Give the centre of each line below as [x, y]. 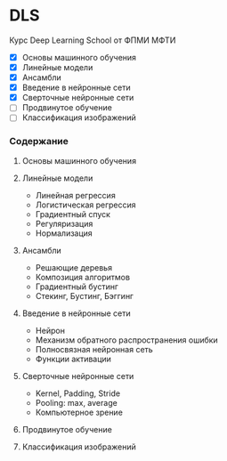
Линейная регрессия [75, 195]
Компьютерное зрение [79, 412]
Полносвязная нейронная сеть [94, 349]
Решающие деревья [74, 267]
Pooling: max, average [76, 402]
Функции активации [73, 359]
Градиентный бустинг [77, 287]
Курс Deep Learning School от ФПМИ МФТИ [93, 40]
